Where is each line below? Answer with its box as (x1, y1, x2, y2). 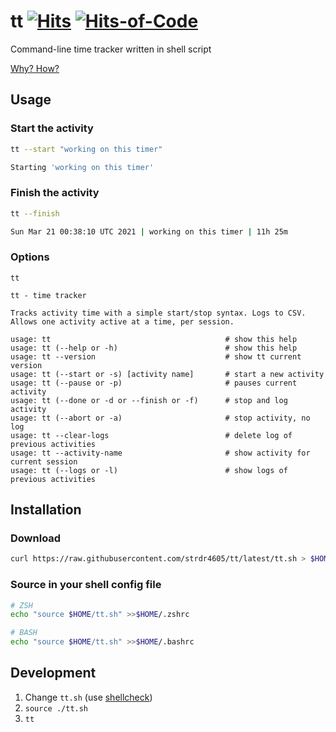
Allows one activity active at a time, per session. (10, 316, 235, 327)
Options (10, 250, 50, 264)
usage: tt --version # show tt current (10, 351, 302, 362)
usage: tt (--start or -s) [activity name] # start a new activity (10, 369, 325, 379)
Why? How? (10, 62, 60, 74)
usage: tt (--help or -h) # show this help (10, 343, 298, 353)
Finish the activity (10, 186, 100, 200)
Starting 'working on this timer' (10, 162, 155, 172)
